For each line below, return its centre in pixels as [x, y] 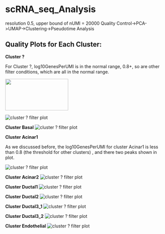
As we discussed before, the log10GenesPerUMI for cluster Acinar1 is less [82, 147]
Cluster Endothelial [26, 226]
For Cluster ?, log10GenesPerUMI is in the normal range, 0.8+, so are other [82, 66]
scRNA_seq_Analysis [51, 9]
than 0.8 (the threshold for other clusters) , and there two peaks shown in [81, 152]
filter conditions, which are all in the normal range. [57, 72]
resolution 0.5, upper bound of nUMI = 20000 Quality [60, 23]
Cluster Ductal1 [22, 187]
